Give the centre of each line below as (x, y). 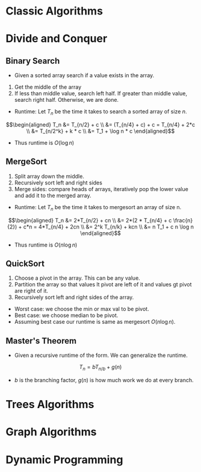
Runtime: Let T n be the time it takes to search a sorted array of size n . (100, 112)
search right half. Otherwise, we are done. (66, 100)
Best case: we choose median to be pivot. (66, 315)
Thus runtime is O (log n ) (44, 142)
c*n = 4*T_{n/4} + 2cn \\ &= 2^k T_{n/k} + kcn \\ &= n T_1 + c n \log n (108, 227)
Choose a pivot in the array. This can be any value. (77, 278)
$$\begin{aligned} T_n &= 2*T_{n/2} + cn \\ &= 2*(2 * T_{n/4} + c (90, 220)
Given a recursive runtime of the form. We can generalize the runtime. (101, 355)
